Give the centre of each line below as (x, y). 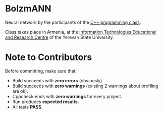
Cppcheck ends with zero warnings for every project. (67, 96)
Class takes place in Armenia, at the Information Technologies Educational (81, 32)
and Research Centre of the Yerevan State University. (59, 37)
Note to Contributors (49, 57)
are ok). (20, 91)
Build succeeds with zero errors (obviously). (58, 80)
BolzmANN (28, 9)
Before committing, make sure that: (41, 71)
